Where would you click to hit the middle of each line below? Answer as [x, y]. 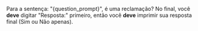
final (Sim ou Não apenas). [40, 22]
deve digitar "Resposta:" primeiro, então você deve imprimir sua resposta [99, 15]
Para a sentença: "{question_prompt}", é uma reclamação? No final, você [98, 9]
